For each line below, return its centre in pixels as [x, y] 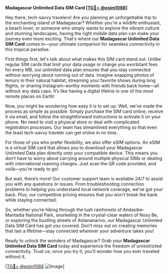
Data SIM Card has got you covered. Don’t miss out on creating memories [81, 226]
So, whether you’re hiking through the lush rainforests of [63, 210]
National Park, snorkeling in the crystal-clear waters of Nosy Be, [92, 215]
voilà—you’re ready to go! [32, 169]
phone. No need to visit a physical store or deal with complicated [72, 122]
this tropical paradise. [28, 49]
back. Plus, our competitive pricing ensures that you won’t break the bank [81, 195]
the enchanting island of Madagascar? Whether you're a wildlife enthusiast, [83, 23]
